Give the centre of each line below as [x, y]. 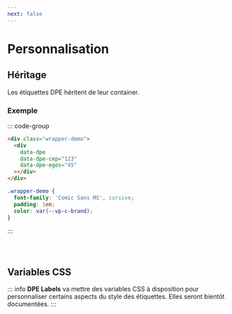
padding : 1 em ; [34, 204]
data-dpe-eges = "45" [49, 165]
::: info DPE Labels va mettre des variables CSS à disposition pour [103, 289]
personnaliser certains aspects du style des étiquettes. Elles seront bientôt [116, 297]
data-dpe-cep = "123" [49, 159]
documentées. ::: [32, 304]
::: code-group [28, 125]
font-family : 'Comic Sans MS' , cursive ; [74, 198]
